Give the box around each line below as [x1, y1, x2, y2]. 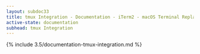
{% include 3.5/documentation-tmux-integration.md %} [6, 41, 142, 48]
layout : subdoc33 [6, 8, 49, 15]
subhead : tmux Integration [6, 25, 73, 31]
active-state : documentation [6, 19, 79, 25]
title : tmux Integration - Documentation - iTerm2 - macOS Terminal [6, 14, 180, 20]
